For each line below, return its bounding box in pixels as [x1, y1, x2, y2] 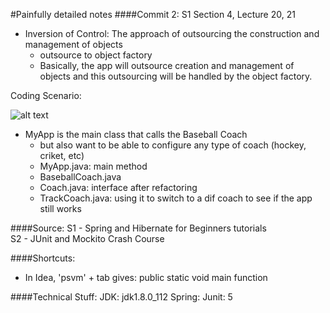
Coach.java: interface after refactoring [39, 182, 198, 193]
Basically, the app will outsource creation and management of [39, 60, 295, 71]
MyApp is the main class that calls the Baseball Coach [24, 129, 248, 140]
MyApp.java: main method [39, 160, 148, 172]
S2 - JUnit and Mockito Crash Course [10, 233, 165, 244]
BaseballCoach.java [39, 171, 122, 183]
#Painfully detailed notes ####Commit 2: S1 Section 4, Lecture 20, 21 [10, 9, 296, 20]
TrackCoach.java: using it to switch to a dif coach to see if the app [39, 192, 313, 204]
